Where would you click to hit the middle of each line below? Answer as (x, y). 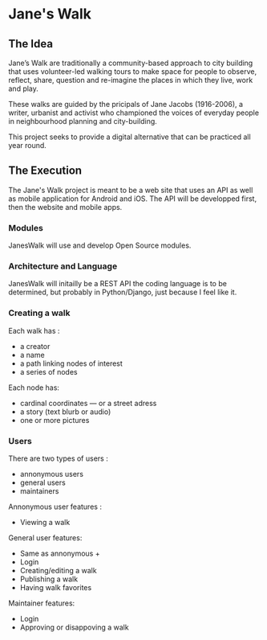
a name (32, 355)
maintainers (39, 491)
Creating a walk (39, 313)
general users (42, 482)
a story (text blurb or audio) (65, 412)
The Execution (45, 171)
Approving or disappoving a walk (75, 627)
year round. (27, 145)
